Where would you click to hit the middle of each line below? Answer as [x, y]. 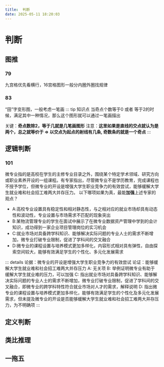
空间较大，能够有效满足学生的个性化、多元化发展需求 [70, 252]
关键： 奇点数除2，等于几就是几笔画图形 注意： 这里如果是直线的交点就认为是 [82, 126]
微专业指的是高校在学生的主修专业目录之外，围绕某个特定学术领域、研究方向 [82, 174]
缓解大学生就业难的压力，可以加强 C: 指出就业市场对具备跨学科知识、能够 [79, 275]
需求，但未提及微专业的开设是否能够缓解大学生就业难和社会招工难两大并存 [80, 299]
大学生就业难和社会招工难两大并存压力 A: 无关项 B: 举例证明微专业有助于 [82, 268]
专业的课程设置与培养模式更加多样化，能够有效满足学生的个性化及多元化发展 [82, 293]
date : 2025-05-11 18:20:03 [32, 14]
